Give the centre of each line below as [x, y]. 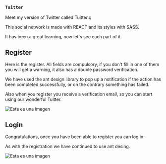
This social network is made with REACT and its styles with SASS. [72, 27]
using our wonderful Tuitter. [33, 99]
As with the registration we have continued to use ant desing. [68, 146]
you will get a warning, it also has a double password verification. [72, 70]
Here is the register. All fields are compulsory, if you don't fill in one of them [82, 65]
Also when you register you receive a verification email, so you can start [79, 94]
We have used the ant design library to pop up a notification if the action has [83, 80]
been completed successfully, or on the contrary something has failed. [77, 84]
